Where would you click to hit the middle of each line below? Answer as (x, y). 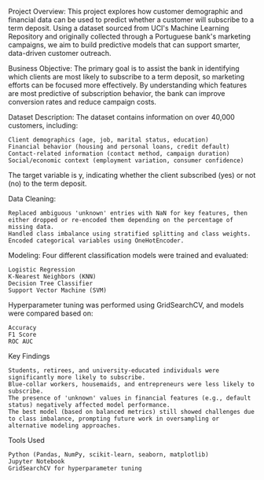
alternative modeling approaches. (65, 426)
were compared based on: (51, 313)
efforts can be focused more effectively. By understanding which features (128, 85)
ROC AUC (21, 342)
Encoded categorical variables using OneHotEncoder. (96, 241)
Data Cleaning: (32, 199)
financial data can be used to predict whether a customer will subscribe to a (131, 20)
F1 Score (22, 334)
